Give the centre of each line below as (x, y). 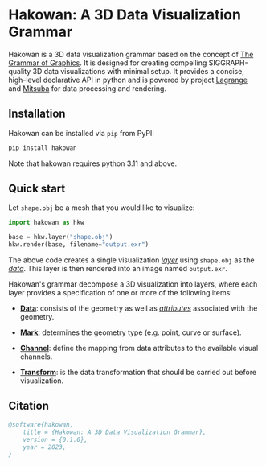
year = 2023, (45, 447)
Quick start (37, 189)
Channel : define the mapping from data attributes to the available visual (139, 348)
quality (20, 71)
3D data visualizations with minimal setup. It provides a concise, (139, 71)
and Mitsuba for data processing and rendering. (88, 88)
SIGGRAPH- (228, 63)
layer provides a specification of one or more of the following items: (121, 293)
